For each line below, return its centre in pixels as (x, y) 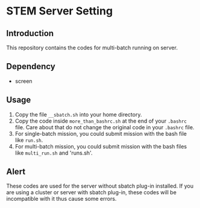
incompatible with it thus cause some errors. (61, 199)
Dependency (31, 66)
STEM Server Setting (60, 11)
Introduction (30, 33)
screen (23, 81)
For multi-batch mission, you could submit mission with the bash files (101, 146)
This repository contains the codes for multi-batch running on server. (92, 47)
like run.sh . (29, 140)
